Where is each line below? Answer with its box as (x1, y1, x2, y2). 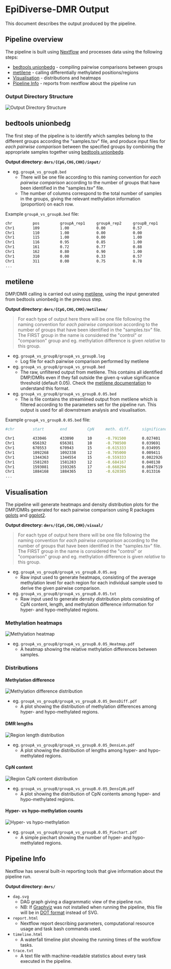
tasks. (20, 942, 33, 948)
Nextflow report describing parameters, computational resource (20, 920, 154, 926)
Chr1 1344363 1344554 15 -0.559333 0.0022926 (5, 454, 163, 460)
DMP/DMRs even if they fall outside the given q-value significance (20, 375, 159, 381)
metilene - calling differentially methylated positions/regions (12, 69, 139, 75)
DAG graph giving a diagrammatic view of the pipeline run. (20, 898, 143, 904)
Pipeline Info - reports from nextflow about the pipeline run (12, 80, 136, 86)
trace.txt (12, 948, 34, 953)
